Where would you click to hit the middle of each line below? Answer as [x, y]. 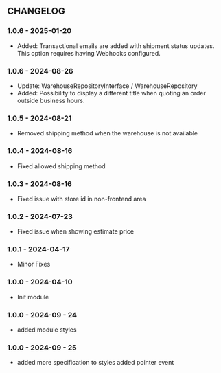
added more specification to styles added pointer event [95, 363]
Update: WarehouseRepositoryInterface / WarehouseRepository [107, 86]
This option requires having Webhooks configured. [89, 53]
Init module [33, 297]
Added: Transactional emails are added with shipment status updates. [116, 46]
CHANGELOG [36, 11]
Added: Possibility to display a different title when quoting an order [111, 93]
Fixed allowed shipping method [61, 166]
